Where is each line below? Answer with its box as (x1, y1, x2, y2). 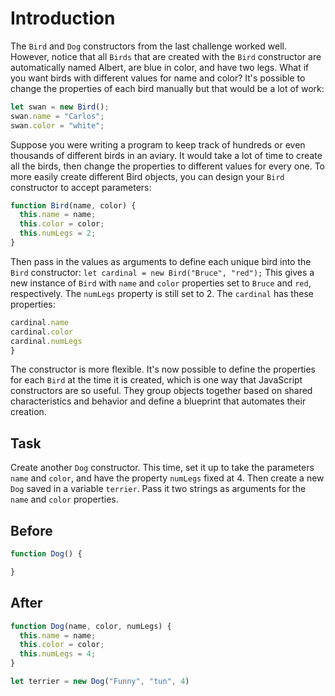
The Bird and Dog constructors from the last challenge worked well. (10, 40, 287, 52)
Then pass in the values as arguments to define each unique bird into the (10, 255, 312, 267)
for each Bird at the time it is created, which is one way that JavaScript (10, 374, 303, 386)
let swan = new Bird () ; (10, 102, 110, 112)
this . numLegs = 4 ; (19, 649, 97, 659)
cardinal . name (10, 317, 70, 327)
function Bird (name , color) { (10, 200, 137, 211)
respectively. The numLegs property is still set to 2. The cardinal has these (10, 287, 314, 299)
